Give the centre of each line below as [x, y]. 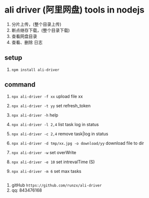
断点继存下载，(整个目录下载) [41, 30]
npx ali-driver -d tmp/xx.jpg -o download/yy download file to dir [78, 143]
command [20, 85]
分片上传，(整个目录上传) [36, 24]
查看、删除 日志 [27, 42]
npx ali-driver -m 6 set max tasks [46, 171]
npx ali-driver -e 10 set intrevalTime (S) [53, 162]
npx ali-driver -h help [35, 115]
